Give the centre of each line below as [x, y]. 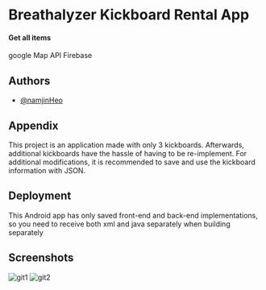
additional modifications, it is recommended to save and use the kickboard [132, 162]
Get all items [30, 37]
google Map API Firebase [50, 56]
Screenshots [41, 258]
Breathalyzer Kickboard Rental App [129, 15]
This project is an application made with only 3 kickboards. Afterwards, [126, 145]
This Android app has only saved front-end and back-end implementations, [133, 215]
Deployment [40, 196]
